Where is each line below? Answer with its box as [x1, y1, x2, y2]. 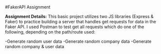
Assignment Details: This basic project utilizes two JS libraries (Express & [5, 14, 154, 19]
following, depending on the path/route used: [5, 29, 96, 35]
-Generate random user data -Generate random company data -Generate [5, 38, 152, 44]
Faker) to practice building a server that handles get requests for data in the [5, 19, 156, 24]
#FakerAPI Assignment [5, 4, 51, 10]
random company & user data [5, 44, 64, 49]
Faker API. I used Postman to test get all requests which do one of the [5, 24, 145, 30]
